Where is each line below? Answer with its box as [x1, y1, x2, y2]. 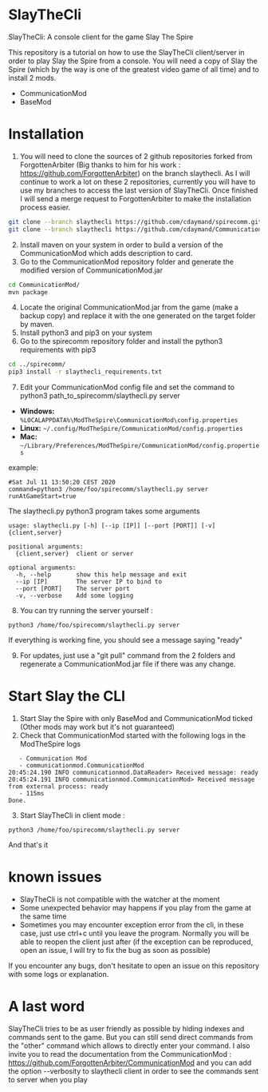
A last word [8, 998, 85, 1016]
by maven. [19, 320, 54, 329]
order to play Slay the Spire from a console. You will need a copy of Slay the [8, 56, 258, 66]
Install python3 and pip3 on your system [19, 328, 153, 337]
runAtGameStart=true [8, 492, 77, 500]
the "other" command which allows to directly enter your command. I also [8, 1041, 250, 1050]
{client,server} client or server [15, 550, 134, 558]
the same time [19, 911, 67, 921]
